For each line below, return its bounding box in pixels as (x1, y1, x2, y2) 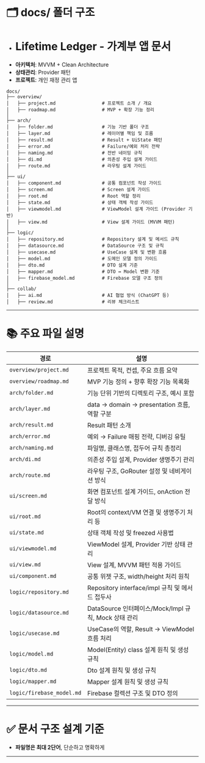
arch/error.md (9, 433, 51, 440)
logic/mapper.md (9, 678, 57, 685)
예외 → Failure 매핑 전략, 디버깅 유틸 (87, 433, 186, 441)
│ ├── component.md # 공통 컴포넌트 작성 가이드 (6, 180, 162, 186)
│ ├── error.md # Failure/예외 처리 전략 (6, 144, 160, 150)
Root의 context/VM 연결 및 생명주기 (87, 508, 186, 517)
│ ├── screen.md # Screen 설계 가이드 (6, 187, 151, 193)
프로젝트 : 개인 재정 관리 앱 (15, 76, 77, 84)
